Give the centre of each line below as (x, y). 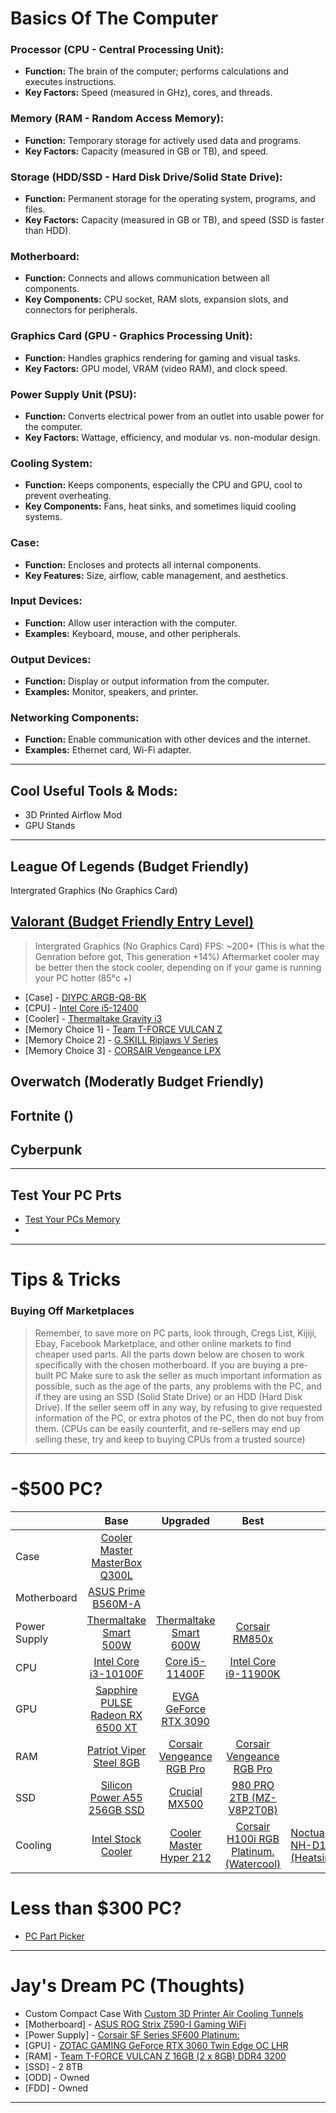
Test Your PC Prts (66, 1195)
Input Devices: (46, 601)
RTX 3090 (185, 1721)
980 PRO (253, 1785)
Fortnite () (42, 1115)
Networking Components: (75, 718)
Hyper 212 (185, 1857)
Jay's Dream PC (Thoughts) (128, 1985)
